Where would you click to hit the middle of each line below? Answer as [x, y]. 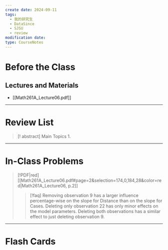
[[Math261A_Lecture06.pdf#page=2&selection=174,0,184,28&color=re [89, 180]
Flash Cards [30, 241]
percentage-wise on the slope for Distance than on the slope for [96, 200]
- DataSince [22, 24]
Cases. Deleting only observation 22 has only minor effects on [94, 206]
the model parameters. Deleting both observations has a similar [95, 211]
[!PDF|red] [28, 175]
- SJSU [16, 28]
